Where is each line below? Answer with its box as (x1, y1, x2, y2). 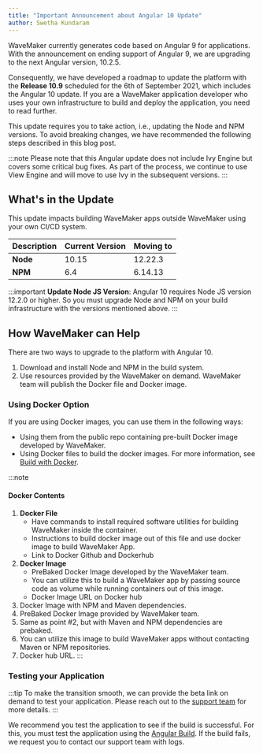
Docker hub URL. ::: (19, 651, 83, 660)
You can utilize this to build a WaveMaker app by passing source (31, 575, 241, 585)
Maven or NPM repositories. (19, 642, 111, 652)
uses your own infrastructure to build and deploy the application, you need (8, 98, 250, 107)
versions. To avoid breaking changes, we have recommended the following (8, 129, 252, 139)
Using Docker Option (8, 399, 90, 410)
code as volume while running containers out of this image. (31, 584, 224, 593)
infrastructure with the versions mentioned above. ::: (8, 304, 179, 314)
